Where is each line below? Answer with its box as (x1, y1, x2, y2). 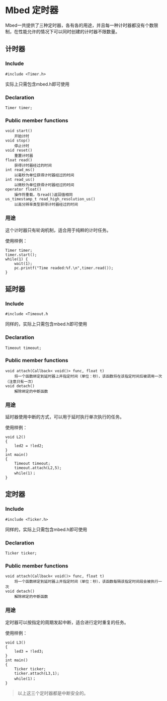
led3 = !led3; (14, 649, 44, 654)
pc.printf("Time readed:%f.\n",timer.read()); (14, 265, 114, 270)
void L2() (5, 435, 26, 440)
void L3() (5, 640, 26, 645)
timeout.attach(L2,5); (14, 465, 62, 471)
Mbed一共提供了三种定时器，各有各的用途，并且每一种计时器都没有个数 (5, 22, 154, 28)
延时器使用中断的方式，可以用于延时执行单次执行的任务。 (5, 414, 124, 420)
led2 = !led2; (14, 444, 44, 449)
